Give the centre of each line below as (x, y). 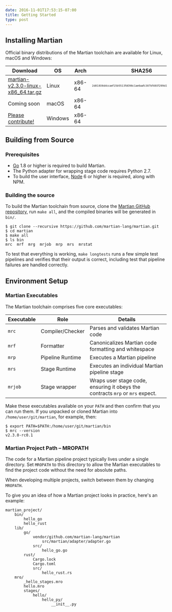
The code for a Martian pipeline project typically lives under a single (77, 459)
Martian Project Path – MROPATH (47, 448)
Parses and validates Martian (124, 328)
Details (127, 319)
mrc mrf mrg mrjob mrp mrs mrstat (49, 245)
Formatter (53, 346)
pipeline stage (106, 372)
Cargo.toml (44, 564)
